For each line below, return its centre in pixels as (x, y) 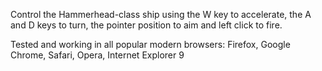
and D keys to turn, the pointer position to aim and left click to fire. (146, 25)
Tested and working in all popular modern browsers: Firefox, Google (150, 44)
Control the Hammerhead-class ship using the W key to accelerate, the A (161, 14)
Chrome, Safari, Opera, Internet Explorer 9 (97, 55)
